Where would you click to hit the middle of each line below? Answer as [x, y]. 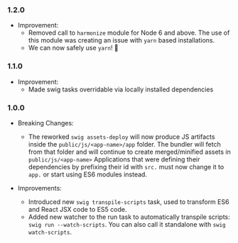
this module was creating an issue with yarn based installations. [121, 40]
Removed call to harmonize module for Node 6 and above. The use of [129, 33]
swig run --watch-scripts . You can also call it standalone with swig [127, 224]
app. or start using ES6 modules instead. [88, 174]
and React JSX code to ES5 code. [77, 209]
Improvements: [39, 188]
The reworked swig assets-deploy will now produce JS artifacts [121, 137]
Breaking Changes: [45, 123]
